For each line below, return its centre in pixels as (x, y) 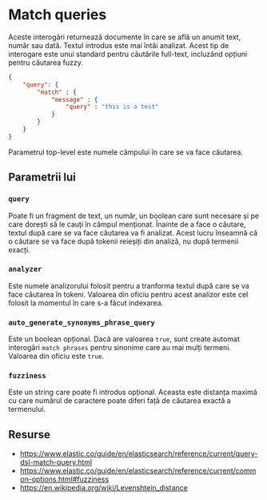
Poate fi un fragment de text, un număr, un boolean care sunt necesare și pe (134, 216)
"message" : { (74, 99)
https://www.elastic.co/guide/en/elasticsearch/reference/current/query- (139, 454)
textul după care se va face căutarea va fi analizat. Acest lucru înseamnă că (133, 232)
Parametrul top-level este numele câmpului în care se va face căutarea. (126, 152)
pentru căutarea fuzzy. (46, 62)
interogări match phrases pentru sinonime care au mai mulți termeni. (120, 348)
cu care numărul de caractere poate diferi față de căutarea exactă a (120, 401)
